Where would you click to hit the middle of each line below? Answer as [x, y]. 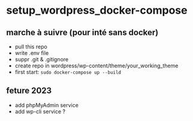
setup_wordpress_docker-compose [97, 10]
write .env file [32, 53]
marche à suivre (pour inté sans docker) [82, 32]
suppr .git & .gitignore [42, 59]
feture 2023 [29, 91]
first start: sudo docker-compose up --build [68, 72]
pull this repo [31, 46]
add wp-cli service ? [40, 111]
